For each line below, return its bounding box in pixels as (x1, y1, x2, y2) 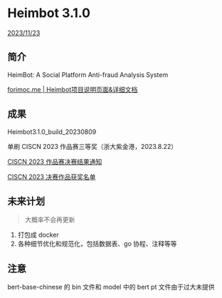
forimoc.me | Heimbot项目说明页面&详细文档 (7, 85, 138, 93)
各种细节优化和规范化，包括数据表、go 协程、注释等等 (17, 240, 177, 248)
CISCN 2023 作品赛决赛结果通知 (7, 157, 102, 165)
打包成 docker (17, 230, 59, 240)
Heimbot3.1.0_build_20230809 (7, 127, 97, 136)
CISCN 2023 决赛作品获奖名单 (7, 173, 96, 181)
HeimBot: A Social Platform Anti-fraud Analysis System (7, 70, 169, 79)
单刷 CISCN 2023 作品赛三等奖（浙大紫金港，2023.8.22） (7, 142, 178, 150)
